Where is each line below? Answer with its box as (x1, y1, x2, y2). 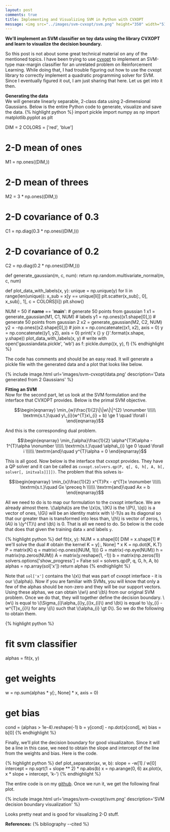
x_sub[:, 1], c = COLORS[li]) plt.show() (5, 298, 84, 305)
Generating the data (5, 93, 49, 99)
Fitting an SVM (5, 386, 37, 392)
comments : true (5, 12, 37, 17)
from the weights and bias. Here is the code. (5, 750, 98, 756)
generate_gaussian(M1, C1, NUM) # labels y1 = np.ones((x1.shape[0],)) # (5, 314, 156, 320)
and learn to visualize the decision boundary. (5, 41, 102, 47)
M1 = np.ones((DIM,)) (5, 159, 50, 165)
